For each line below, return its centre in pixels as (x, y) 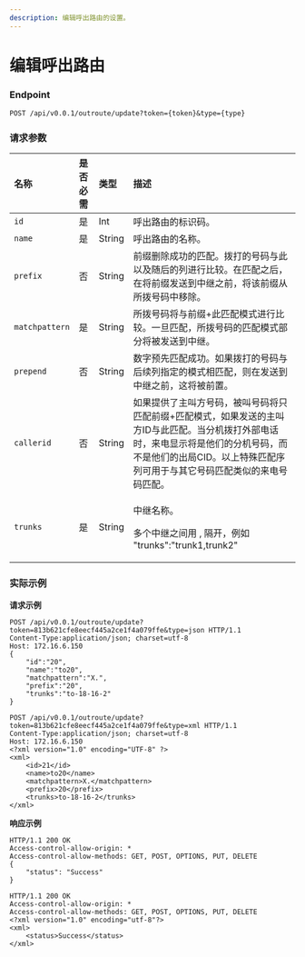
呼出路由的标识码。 (174, 222)
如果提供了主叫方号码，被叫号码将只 (211, 403)
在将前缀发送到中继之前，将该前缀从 (211, 284)
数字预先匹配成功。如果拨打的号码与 (211, 358)
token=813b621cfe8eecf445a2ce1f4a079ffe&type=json (107, 630)
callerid (33, 443)
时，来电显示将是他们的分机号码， (206, 444)
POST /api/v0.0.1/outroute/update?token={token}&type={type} (128, 114)
